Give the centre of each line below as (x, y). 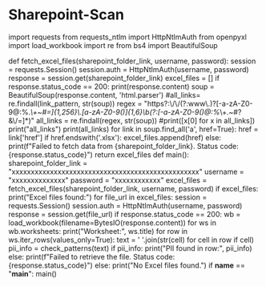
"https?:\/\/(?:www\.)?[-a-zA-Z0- (198, 103)
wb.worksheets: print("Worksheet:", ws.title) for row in (98, 231)
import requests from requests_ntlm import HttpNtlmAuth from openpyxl (127, 37)
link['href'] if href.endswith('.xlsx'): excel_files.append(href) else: (115, 137)
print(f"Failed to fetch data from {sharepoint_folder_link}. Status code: (123, 146)
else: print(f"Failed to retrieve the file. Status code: (92, 256)
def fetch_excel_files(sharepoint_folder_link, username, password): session (132, 61)
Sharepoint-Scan (66, 15)
